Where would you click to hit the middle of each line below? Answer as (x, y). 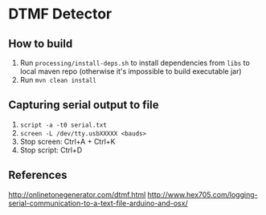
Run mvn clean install (58, 80)
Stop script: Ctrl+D (51, 150)
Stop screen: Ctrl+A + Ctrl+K (68, 141)
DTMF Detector (60, 14)
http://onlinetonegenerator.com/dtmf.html (77, 194)
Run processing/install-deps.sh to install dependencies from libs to (135, 63)
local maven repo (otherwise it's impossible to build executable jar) (131, 71)
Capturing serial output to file (84, 105)
